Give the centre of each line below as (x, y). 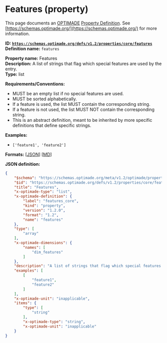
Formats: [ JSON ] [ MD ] (29, 154)
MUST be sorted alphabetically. (44, 99)
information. (18, 33)
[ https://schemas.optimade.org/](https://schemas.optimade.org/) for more (81, 28)
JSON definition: (23, 164)
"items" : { (25, 303)
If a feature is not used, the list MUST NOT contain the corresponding (83, 109)
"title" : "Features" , (36, 187)
